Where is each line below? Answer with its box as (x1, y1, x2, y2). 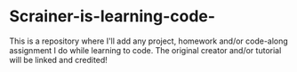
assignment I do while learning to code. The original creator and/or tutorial (9, 44, 282, 55)
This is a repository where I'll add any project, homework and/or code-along (9, 36, 289, 46)
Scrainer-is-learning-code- (9, 6, 216, 27)
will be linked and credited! (9, 54, 108, 65)
